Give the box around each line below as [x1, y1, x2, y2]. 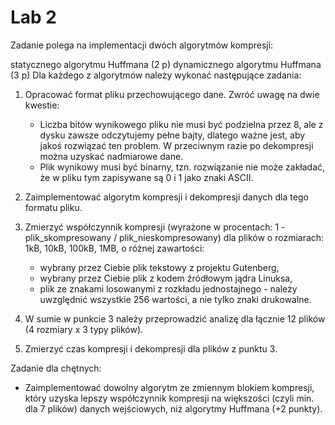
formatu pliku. [24, 201, 83, 213]
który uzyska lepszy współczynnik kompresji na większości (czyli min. [24, 392, 315, 404]
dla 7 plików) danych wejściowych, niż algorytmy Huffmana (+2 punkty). [24, 402, 323, 415]
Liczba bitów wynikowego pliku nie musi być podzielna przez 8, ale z [39, 118, 324, 130]
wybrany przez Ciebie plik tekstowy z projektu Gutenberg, [39, 261, 280, 273]
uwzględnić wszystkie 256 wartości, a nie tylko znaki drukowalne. [39, 293, 312, 305]
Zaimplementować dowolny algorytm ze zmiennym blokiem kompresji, [24, 381, 315, 393]
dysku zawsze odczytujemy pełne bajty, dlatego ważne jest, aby [39, 129, 306, 141]
